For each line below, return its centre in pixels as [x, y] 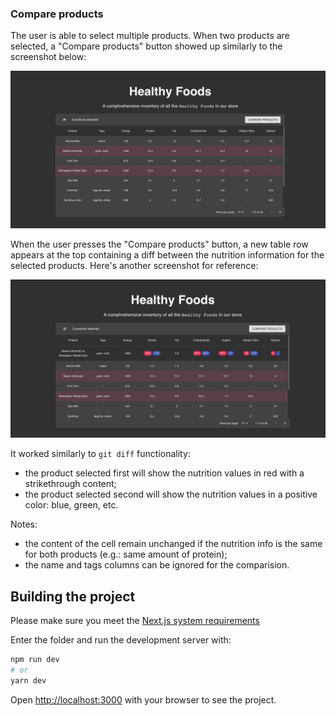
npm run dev [35, 660]
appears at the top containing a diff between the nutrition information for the [167, 255]
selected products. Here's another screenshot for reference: [134, 266]
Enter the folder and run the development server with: [121, 640]
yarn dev [28, 680]
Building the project [73, 596]
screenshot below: [48, 57]
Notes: [24, 524]
